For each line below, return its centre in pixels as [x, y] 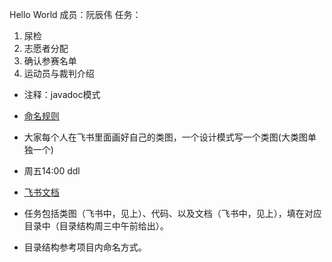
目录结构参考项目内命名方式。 [85, 247]
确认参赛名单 [50, 61]
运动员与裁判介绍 [59, 73]
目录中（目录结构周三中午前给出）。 [96, 226]
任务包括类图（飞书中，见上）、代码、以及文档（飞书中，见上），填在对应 [172, 213]
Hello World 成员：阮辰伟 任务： [75, 14]
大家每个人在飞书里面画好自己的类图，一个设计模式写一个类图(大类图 [165, 137]
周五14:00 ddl [52, 171]
